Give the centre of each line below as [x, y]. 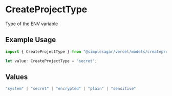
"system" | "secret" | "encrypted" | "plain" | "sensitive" [71, 89]
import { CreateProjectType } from [43, 52]
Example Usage [31, 40]
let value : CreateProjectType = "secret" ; [51, 61]
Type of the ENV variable [32, 24]
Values [17, 77]
